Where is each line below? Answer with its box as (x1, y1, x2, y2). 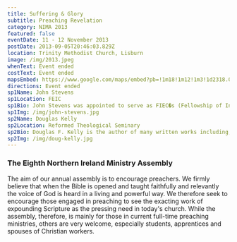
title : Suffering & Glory (7, 10, 83, 18)
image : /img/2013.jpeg (7, 56, 74, 63)
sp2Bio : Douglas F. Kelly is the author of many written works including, (7, 128, 232, 135)
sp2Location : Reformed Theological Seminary (7, 121, 140, 129)
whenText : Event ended (7, 63, 74, 70)
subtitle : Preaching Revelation (7, 17, 102, 24)
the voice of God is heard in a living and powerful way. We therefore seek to (7, 189, 228, 198)
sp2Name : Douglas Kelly (7, 115, 78, 122)
